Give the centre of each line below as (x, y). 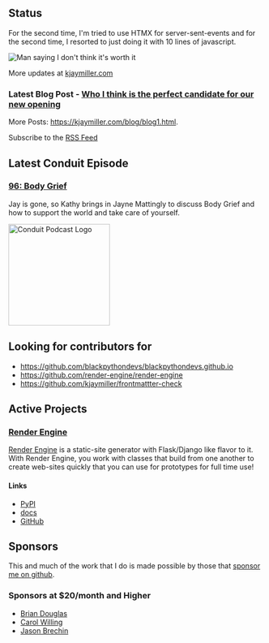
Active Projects (48, 409)
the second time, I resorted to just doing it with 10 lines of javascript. (122, 41)
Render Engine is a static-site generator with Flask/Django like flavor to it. (131, 450)
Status (26, 13)
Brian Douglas (43, 613)
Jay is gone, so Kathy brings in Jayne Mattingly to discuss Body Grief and (132, 204)
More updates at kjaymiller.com (61, 73)
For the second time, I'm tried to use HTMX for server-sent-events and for (132, 32)
